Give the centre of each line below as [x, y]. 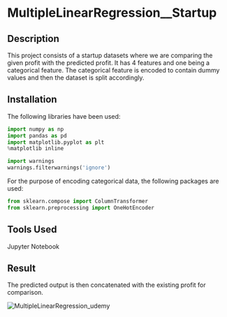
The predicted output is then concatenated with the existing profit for [107, 285]
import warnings [31, 161]
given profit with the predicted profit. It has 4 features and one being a [109, 63]
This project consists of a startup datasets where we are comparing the [110, 55]
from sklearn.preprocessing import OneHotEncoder [81, 207]
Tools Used [32, 229]
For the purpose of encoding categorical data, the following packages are [113, 181]
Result [22, 268]
